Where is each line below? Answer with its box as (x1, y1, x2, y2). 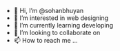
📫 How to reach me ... (13, 37, 78, 44)
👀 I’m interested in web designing (13, 14, 109, 22)
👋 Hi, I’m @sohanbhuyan (13, 7, 84, 14)
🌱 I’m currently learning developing (13, 21, 114, 29)
